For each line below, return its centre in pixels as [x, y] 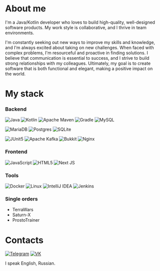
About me [26, 9]
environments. [20, 33]
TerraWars [23, 210]
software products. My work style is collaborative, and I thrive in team [76, 27]
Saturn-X [21, 215]
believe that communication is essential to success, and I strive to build [77, 58]
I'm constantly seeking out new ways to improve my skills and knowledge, [80, 42]
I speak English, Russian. [30, 263]
